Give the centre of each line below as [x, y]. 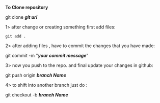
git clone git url [21, 17]
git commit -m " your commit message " [47, 56]
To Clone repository [27, 7]
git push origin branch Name [36, 75]
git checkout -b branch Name [37, 95]
